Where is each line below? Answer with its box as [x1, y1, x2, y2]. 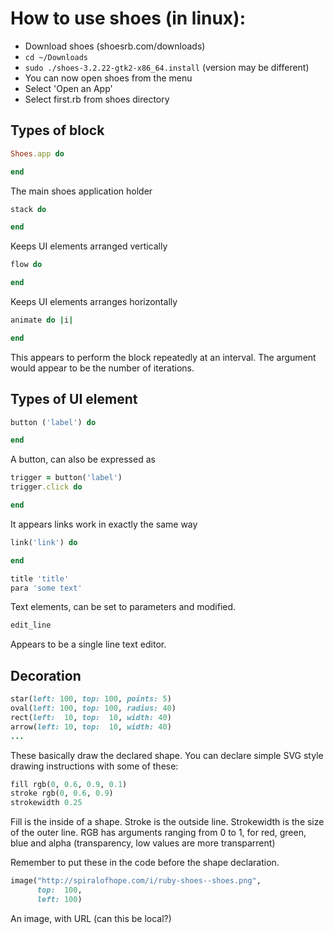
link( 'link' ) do [10, 537, 78, 547]
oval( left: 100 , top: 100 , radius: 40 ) [10, 703, 177, 713]
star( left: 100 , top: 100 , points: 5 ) [10, 694, 172, 704]
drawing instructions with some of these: [10, 760, 179, 772]
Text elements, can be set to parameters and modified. [10, 601, 237, 613]
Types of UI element [10, 391, 138, 408]
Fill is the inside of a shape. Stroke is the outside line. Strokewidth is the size [10, 816, 325, 828]
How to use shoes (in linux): [10, 7, 247, 30]
